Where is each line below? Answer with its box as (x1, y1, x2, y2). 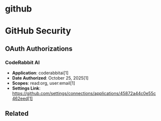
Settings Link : (12, 85, 41, 91)
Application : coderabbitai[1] (12, 70, 69, 76)
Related (5, 109, 29, 118)
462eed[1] (12, 95, 33, 102)
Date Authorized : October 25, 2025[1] (12, 75, 89, 81)
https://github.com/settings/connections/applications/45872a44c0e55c (12, 91, 156, 96)
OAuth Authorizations (5, 44, 73, 53)
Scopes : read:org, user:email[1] (12, 81, 75, 86)
